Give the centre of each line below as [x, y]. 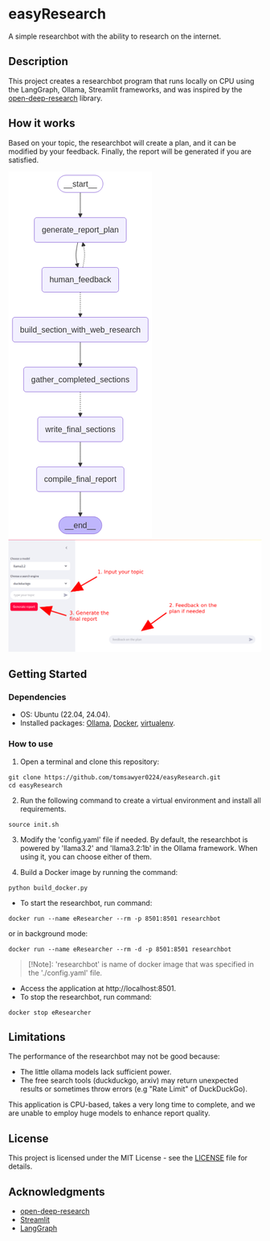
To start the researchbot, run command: [86, 902]
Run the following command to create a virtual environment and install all [140, 800]
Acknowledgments [57, 1192]
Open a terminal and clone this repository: [90, 762]
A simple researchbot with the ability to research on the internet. [115, 36]
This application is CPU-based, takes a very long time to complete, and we [132, 1105]
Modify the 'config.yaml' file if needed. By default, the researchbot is [134, 839]
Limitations [37, 1037]
